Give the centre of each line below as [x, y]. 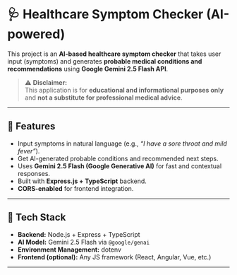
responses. [34, 173]
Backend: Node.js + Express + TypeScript [79, 234]
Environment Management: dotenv [69, 250]
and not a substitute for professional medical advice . [103, 98]
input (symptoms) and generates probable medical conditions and [105, 61]
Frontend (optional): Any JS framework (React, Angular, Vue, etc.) [114, 257]
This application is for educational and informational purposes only [124, 90]
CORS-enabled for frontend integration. [75, 188]
